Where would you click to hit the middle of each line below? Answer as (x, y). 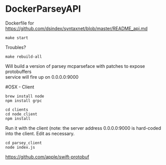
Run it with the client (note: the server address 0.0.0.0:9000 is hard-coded (83, 128)
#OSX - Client (20, 87)
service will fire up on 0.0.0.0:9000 (42, 77)
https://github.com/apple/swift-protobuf (47, 157)
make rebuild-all (24, 57)
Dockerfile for (20, 23)
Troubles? (16, 47)
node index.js (20, 147)
